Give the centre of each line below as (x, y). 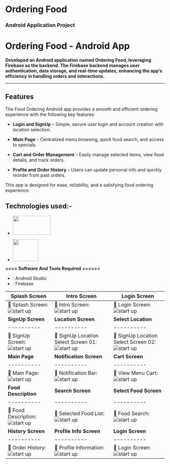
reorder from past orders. (39, 175)
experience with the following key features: (50, 114)
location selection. (32, 130)
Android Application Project (40, 25)
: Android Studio (29, 278)
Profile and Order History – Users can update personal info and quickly (87, 170)
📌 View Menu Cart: (136, 373)
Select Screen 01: (76, 342)
